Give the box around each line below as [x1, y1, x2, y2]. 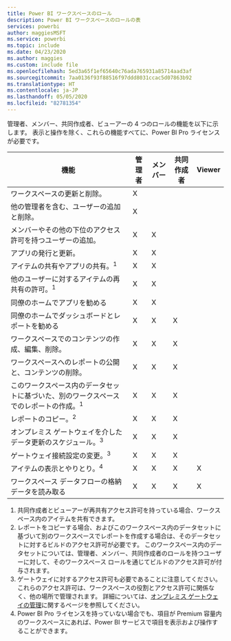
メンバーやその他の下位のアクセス [10, 225, 121, 234]
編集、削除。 [24, 344, 67, 354]
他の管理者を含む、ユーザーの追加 [10, 201, 121, 211]
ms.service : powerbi [7, 36, 67, 43]
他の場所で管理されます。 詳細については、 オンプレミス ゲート [29, 592, 207, 600]
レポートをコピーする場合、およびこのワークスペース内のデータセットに [16, 523, 221, 531]
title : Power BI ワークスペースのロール [7, 10, 112, 17]
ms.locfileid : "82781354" [7, 100, 81, 107]
